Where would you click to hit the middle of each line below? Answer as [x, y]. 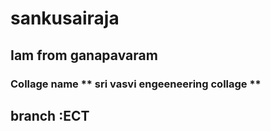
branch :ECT [50, 115]
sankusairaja [65, 18]
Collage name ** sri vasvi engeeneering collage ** [136, 84]
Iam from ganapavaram [84, 55]
